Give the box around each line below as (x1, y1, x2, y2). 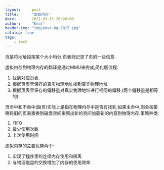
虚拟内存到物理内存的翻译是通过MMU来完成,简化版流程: (5, 64, 119, 70)
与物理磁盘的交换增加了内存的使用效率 (12, 159, 90, 165)
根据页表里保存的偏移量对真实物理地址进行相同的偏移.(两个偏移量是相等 (12, 87, 158, 93)
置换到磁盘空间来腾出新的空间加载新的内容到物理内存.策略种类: (31, 110, 160, 116)
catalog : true (5, 30, 35, 35)
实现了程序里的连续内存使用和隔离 (12, 153, 82, 159)
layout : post (5, 7, 41, 12)
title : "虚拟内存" (5, 12, 51, 17)
